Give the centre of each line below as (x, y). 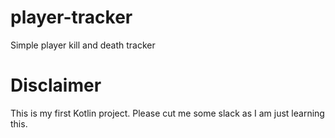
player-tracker (71, 17)
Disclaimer (56, 85)
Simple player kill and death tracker (83, 45)
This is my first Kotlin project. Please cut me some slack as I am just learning (167, 113)
